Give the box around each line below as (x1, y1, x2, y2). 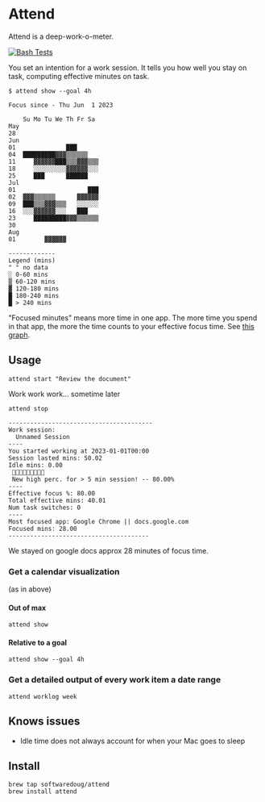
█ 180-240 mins (8, 291, 60, 299)
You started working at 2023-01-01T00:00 (8, 447, 150, 455)
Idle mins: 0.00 (8, 461, 63, 469)
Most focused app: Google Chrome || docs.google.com (8, 517, 189, 525)
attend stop (8, 404, 48, 412)
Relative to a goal (8, 637, 67, 647)
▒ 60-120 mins (8, 278, 56, 286)
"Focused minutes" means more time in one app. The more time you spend (8, 312, 258, 323)
